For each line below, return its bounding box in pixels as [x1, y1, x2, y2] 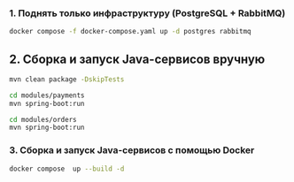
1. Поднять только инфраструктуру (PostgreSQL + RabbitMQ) [9, 7, 286, 19]
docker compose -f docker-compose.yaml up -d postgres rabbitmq [9, 27, 251, 36]
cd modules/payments [9, 91, 86, 100]
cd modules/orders [9, 115, 77, 124]
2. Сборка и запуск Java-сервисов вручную [9, 51, 266, 66]
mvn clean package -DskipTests [9, 74, 125, 84]
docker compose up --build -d [9, 164, 125, 173]
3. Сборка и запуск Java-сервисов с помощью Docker [9, 144, 255, 156]
